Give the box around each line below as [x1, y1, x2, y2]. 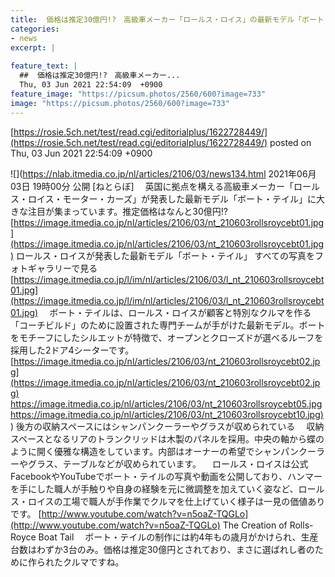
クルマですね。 [62, 556, 125, 568]
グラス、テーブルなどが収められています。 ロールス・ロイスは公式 [27, 457, 309, 470]
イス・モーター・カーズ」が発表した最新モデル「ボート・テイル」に [36, 192, 317, 205]
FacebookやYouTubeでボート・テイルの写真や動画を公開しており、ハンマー [10, 470, 323, 482]
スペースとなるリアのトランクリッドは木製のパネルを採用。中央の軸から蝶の [10, 432, 325, 445]
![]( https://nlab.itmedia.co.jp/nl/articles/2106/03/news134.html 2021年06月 [10, 167, 317, 180]
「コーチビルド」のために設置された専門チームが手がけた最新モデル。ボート [10, 319, 326, 331]
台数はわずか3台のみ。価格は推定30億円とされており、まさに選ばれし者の [10, 543, 315, 555]
